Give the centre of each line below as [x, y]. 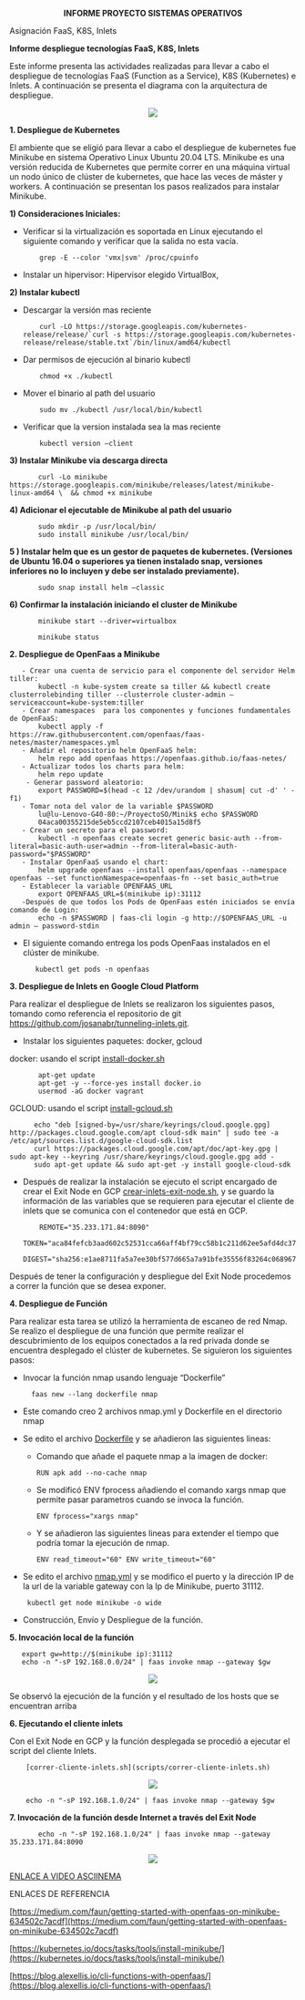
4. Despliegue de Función [58, 1304]
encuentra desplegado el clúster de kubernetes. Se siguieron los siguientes [151, 1350]
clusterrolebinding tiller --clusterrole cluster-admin [117, 695]
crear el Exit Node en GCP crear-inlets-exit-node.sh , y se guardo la [148, 1191]
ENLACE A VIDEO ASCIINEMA [66, 1876]
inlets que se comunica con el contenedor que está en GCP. [135, 1211]
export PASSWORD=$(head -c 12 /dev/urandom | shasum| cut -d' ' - [167, 790]
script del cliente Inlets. [53, 1751]
